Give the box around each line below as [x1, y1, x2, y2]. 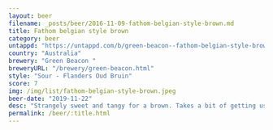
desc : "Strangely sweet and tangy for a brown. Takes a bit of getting [8, 102, 256, 110]
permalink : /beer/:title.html [8, 110, 111, 118]
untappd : [8, 42, 38, 50]
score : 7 [8, 79, 38, 87]
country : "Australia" [8, 49, 82, 57]
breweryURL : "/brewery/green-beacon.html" [8, 65, 154, 73]
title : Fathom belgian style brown [8, 27, 129, 35]
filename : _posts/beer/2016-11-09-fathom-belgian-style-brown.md [8, 19, 234, 27]
